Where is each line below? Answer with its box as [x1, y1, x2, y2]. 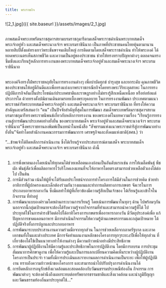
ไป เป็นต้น [12, 171, 30, 176]
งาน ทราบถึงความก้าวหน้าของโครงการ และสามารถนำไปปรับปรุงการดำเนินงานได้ [12, 260, 141, 266]
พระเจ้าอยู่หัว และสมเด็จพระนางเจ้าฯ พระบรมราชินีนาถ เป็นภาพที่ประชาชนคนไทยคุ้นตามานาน [5, 41, 154, 47]
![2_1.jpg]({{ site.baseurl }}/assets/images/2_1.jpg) [5, 21, 107, 27]
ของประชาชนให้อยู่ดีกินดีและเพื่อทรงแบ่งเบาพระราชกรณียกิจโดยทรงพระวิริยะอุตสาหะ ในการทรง [5, 84, 158, 90]
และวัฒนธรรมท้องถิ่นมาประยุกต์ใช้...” [12, 277, 73, 283]
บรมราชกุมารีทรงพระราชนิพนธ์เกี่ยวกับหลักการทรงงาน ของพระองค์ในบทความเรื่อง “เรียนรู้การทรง [5, 112, 162, 118]
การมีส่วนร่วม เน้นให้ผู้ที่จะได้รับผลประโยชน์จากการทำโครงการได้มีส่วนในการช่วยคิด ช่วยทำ [12, 176, 159, 182]
